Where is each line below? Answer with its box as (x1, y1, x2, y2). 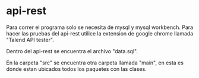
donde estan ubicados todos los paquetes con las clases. (6, 65, 147, 72)
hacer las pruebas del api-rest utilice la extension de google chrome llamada (6, 30, 194, 37)
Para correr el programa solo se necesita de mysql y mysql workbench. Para (6, 24, 194, 31)
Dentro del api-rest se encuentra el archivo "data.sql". (6, 47, 138, 54)
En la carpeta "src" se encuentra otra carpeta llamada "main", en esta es (6, 59, 184, 66)
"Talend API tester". (6, 36, 55, 43)
